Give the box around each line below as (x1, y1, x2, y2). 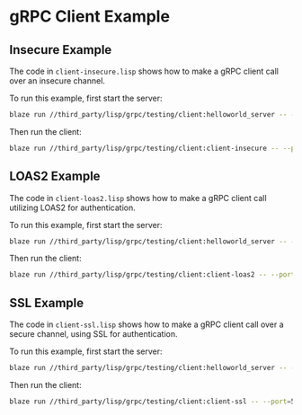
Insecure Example (9, 42, 112, 57)
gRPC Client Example (9, 6, 171, 27)
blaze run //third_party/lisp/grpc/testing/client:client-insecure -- (9, 144, 280, 153)
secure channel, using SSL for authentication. (9, 329, 178, 340)
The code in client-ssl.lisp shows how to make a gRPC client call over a (9, 319, 285, 330)
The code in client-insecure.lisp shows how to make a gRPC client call (9, 66, 280, 76)
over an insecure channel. (9, 75, 106, 86)
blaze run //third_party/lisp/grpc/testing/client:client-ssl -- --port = (9, 397, 292, 406)
